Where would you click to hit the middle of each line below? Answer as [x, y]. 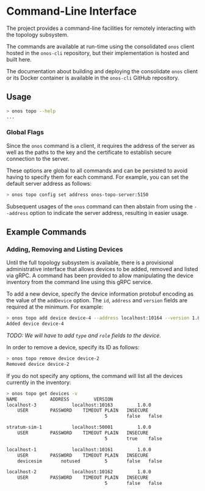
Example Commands [46, 232]
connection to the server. [38, 158]
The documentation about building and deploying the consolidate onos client [102, 71]
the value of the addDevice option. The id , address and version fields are [97, 300]
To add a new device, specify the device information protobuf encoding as [100, 294]
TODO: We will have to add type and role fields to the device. [84, 336]
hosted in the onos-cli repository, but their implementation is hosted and [98, 53]
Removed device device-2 [38, 364]
